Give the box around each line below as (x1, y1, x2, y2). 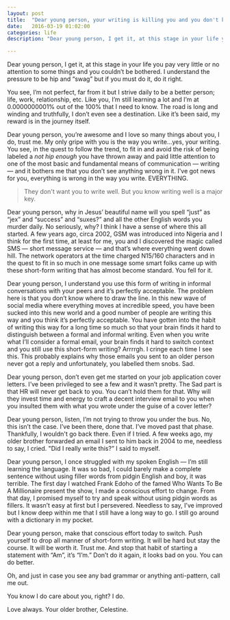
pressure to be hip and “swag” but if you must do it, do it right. (7, 75, 183, 83)
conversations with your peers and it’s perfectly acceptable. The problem (7, 287, 214, 295)
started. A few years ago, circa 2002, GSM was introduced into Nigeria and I (7, 230, 222, 238)
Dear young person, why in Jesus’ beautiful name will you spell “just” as (7, 208, 211, 216)
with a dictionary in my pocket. (7, 516, 94, 524)
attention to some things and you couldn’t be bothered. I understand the (7, 68, 210, 76)
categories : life (7, 29, 57, 36)
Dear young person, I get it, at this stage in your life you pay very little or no (7, 60, 220, 69)
